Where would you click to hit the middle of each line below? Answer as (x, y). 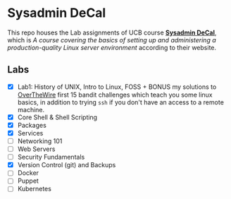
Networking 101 (40, 141)
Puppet (28, 181)
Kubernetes (34, 189)
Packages (32, 125)
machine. (31, 109)
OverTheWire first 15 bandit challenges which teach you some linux (115, 95)
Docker (28, 173)
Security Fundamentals (51, 157)
